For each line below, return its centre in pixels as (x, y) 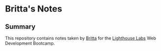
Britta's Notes (34, 9)
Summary (20, 27)
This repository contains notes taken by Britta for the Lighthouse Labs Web (81, 38)
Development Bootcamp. (30, 43)
